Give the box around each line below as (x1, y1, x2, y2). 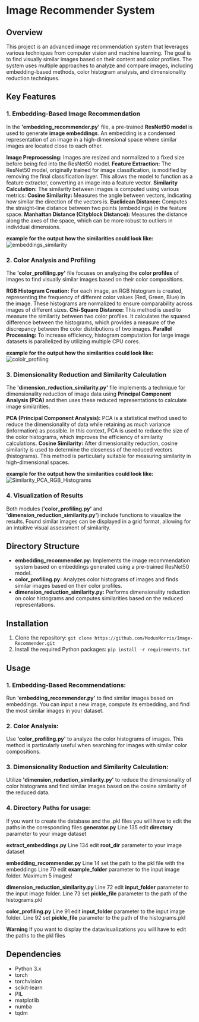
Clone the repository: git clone (14, 634, 92, 641)
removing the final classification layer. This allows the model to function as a (6, 173, 193, 180)
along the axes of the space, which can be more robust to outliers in (6, 217, 173, 224)
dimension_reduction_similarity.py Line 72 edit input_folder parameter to (6, 883, 189, 891)
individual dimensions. (6, 223, 61, 230)
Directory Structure (6, 541, 80, 551)
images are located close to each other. (6, 142, 103, 149)
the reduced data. (6, 789, 50, 796)
